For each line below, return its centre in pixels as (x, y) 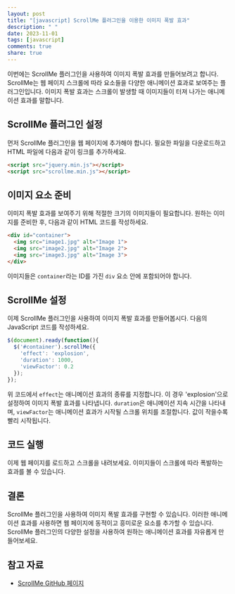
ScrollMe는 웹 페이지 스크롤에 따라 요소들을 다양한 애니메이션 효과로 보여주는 (113, 82)
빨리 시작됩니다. (29, 420)
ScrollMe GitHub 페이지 (51, 583)
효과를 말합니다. (42, 100)
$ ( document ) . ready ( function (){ (53, 341)
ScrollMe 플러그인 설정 (55, 125)
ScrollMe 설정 (37, 301)
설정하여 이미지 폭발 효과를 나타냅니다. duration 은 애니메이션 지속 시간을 (107, 403)
